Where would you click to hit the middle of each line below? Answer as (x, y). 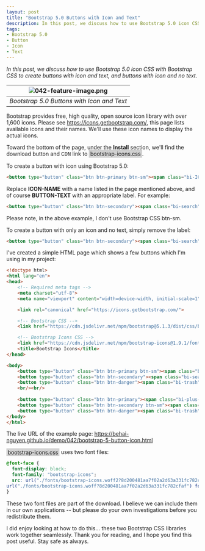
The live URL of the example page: (50, 434)
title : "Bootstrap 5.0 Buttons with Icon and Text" (73, 18)
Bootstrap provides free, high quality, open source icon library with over (97, 116)
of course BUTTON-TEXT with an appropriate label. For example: (88, 195)
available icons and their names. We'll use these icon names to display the (100, 129)
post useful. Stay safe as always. (48, 541)
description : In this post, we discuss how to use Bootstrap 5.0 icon (98, 23)
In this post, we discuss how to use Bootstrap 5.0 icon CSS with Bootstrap (99, 69)
